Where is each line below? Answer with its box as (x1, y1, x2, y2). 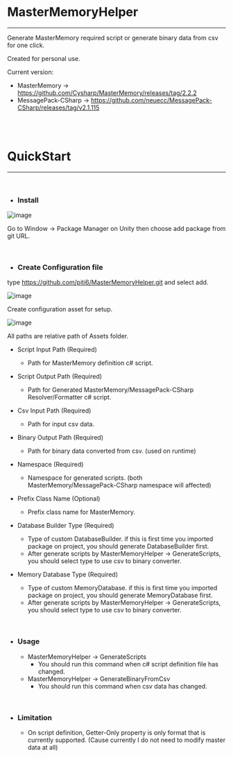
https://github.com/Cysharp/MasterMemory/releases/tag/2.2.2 (17, 88, 198, 97)
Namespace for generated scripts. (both (27, 474, 143, 482)
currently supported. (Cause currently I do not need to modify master (27, 736, 226, 744)
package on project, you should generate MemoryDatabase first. (27, 591, 213, 600)
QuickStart (7, 148, 71, 164)
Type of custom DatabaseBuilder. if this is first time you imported (27, 535, 214, 543)
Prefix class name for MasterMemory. (27, 508, 135, 517)
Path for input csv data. (27, 420, 95, 429)
